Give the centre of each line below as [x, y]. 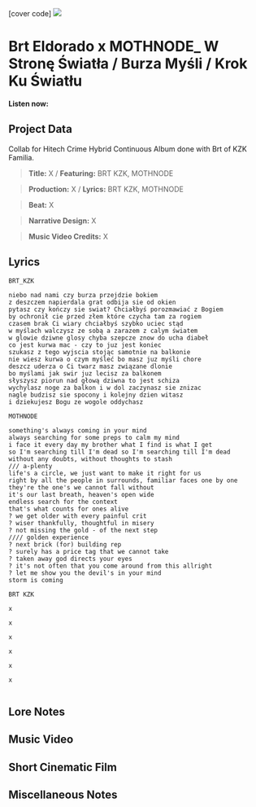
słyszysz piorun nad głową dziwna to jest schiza [94, 380]
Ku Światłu [46, 81]
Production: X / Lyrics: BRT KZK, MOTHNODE [106, 189]
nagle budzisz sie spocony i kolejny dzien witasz [96, 395]
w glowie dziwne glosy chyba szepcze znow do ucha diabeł [108, 338]
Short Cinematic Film [63, 767]
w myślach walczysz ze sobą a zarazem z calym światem [103, 331]
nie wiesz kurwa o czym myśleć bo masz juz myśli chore [105, 359]
